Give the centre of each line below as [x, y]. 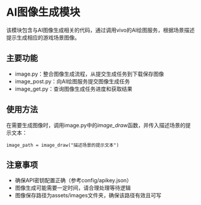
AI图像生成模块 [43, 12]
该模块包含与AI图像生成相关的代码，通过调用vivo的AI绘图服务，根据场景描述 [100, 30]
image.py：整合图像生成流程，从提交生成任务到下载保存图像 [89, 74]
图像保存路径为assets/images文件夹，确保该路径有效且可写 [88, 195]
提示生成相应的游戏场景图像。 [43, 37]
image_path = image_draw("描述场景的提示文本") [63, 145]
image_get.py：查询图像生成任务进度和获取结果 [73, 89]
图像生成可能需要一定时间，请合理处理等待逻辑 [73, 188]
